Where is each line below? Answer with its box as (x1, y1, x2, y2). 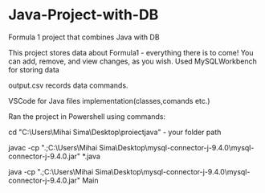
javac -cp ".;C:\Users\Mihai (8, 142, 98, 152)
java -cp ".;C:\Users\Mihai (8, 166, 94, 176)
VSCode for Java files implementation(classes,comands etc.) (8, 96, 210, 105)
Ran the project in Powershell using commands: (8, 111, 166, 121)
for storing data (8, 64, 60, 74)
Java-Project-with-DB (8, 6, 159, 24)
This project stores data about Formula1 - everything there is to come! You (8, 47, 254, 57)
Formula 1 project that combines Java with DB (8, 32, 160, 42)
